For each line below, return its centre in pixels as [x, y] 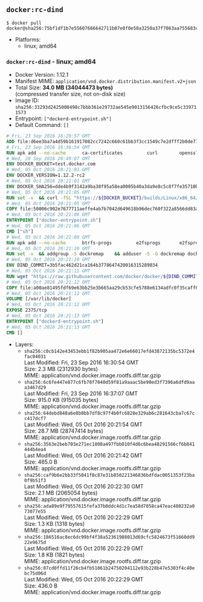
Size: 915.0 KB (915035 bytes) [61, 400]
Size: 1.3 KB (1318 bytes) [54, 523]
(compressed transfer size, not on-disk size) [70, 94]
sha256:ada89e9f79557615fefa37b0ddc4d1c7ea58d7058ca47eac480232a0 [109, 506]
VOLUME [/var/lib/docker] [39, 299]
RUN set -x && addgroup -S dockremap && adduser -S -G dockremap [96, 254]
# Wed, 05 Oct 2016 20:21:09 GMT [48, 237]
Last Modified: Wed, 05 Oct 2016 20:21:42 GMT [83, 455]
